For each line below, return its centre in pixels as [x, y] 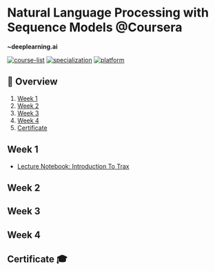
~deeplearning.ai [32, 46]
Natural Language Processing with [108, 13]
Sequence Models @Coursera [95, 27]
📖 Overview [32, 82]
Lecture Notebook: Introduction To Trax [73, 166]
